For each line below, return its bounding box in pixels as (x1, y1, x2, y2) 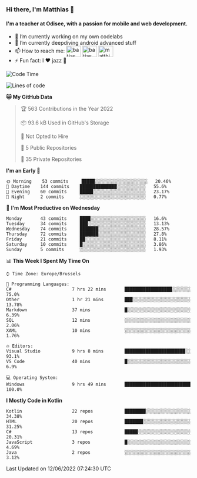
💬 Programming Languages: (6, 281, 69, 288)
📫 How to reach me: (14, 47, 65, 54)
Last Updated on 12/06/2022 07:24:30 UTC (6, 465, 112, 472)
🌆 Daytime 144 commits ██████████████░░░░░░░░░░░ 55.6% (6, 184, 167, 190)
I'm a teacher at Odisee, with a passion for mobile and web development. (6, 20, 188, 27)
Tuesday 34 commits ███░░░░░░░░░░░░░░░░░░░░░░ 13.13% (6, 221, 169, 227)
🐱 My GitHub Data (6, 94, 53, 101)
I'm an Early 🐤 (6, 167, 41, 174)
